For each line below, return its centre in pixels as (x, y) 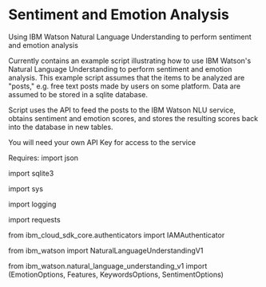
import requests (35, 219)
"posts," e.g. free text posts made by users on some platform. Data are (125, 86)
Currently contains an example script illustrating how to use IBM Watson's (130, 61)
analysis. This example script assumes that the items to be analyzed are (127, 77)
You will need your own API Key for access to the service (102, 142)
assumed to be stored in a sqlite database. (78, 94)
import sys (26, 188)
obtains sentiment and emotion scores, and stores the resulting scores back (133, 118)
